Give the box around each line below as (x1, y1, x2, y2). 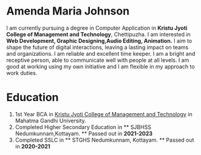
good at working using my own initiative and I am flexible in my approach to (6, 62, 196, 70)
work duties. (6, 69, 38, 76)
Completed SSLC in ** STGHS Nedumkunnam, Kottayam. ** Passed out (15, 136, 194, 143)
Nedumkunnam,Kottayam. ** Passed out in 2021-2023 (15, 130, 153, 137)
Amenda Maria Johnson (6, 4, 130, 18)
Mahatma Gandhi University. (15, 117, 86, 124)
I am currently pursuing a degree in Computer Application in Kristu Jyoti (6, 24, 188, 31)
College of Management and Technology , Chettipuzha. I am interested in (6, 30, 191, 38)
